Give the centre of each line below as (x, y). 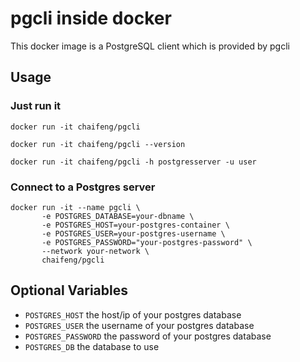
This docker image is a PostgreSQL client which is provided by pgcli (150, 46)
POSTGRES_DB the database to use (92, 346)
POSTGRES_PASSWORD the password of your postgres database (148, 336)
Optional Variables (69, 290)
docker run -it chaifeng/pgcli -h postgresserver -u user (133, 162)
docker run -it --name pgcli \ (75, 207)
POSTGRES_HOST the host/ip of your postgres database (133, 314)
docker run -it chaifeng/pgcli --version (98, 144)
